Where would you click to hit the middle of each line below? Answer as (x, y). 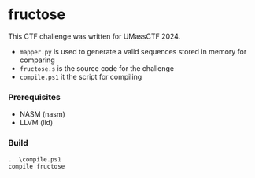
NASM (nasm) (42, 114)
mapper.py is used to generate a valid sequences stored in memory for (133, 51)
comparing (37, 60)
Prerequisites (34, 97)
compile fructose (37, 166)
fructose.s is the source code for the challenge (97, 68)
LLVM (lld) (36, 123)
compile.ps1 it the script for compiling (81, 76)
